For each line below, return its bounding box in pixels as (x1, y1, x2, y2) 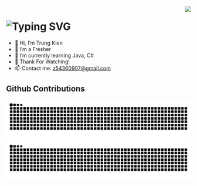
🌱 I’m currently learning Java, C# (14, 52, 94, 59)
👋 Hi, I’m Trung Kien (14, 39, 63, 46)
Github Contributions (6, 84, 85, 94)
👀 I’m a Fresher (14, 45, 52, 52)
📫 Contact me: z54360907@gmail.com (14, 65, 111, 72)
